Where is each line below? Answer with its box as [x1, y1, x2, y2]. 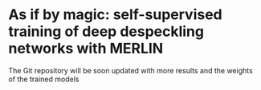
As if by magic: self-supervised [8, 6, 222, 24]
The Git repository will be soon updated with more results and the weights [8, 65, 253, 75]
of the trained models [8, 74, 80, 84]
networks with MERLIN [8, 40, 164, 57]
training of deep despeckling [8, 22, 205, 41]
